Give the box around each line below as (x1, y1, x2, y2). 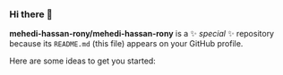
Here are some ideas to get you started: (9, 55, 157, 66)
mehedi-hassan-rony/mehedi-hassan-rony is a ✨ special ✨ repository (9, 29, 275, 39)
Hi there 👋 (9, 8, 54, 21)
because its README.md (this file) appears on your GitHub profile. (9, 38, 244, 49)
